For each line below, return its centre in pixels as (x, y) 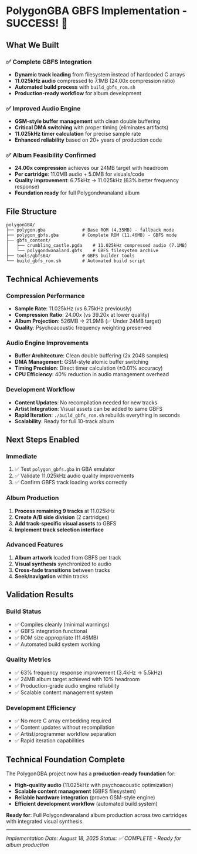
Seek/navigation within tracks (51, 576)
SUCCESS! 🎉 (37, 23)
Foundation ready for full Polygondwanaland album (77, 193)
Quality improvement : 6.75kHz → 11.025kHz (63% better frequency (96, 180)
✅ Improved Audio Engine (43, 108)
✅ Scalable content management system (64, 692)
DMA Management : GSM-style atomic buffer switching (81, 362)
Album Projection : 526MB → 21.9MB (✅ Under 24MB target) (88, 321)
